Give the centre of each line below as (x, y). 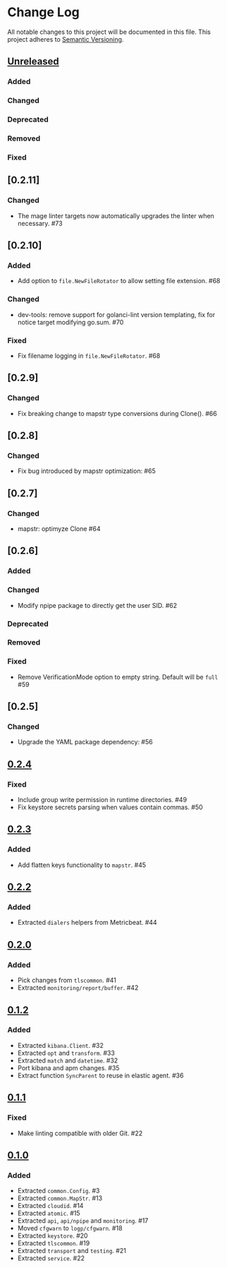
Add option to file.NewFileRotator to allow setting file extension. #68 (119, 281)
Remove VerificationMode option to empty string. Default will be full (118, 677)
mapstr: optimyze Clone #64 (59, 528)
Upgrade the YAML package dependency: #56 (85, 742)
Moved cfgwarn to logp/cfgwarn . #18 (70, 1228)
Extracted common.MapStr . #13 (60, 1198)
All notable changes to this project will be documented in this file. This (109, 32)
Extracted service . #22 (51, 1258)
